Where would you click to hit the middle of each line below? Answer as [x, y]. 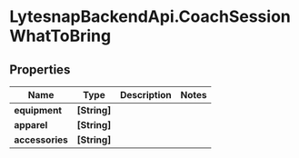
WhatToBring [60, 36]
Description [146, 95]
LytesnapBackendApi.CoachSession [150, 17]
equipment [38, 110]
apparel [31, 125]
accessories [41, 140]
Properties [40, 69]
